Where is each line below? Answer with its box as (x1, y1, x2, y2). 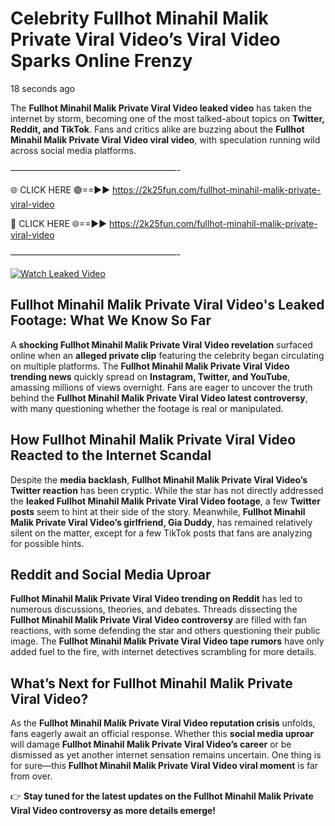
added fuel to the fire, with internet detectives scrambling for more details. (10, 646, 317, 658)
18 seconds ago (10, 82, 76, 94)
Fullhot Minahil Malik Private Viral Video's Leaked (10, 297, 325, 314)
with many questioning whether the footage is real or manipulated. (10, 402, 284, 414)
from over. (10, 770, 53, 782)
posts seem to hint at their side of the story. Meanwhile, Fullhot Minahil (10, 505, 306, 517)
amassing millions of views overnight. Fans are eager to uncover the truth (10, 381, 313, 393)
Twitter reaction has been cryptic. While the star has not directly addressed (10, 484, 324, 496)
